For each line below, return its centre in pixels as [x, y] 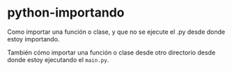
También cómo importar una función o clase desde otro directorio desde [111, 52]
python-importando [66, 13]
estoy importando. [33, 39]
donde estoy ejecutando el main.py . [58, 59]
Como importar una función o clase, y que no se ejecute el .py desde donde [116, 32]
